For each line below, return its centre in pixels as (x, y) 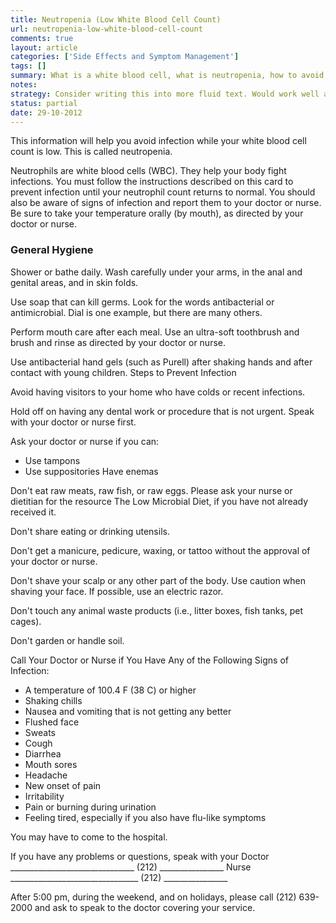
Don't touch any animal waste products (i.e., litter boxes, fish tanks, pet (157, 610)
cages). (26, 621)
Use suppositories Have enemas (91, 471)
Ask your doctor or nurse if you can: (85, 441)
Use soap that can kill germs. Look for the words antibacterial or (142, 302)
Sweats (40, 732)
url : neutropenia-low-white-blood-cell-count (106, 29)
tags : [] (28, 66)
